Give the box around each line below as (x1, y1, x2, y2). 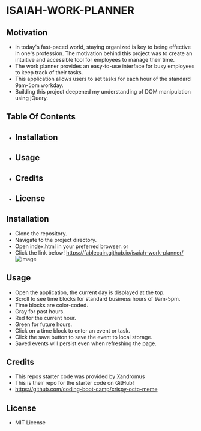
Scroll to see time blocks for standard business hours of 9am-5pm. (14, 295, 181, 302)
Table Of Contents (6, 112, 76, 122)
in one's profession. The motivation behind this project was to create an (14, 50, 193, 57)
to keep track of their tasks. (14, 69, 83, 76)
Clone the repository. (14, 229, 67, 237)
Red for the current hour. (14, 314, 76, 321)
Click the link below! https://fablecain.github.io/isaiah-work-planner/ (14, 249, 184, 256)
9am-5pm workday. (14, 82, 64, 89)
